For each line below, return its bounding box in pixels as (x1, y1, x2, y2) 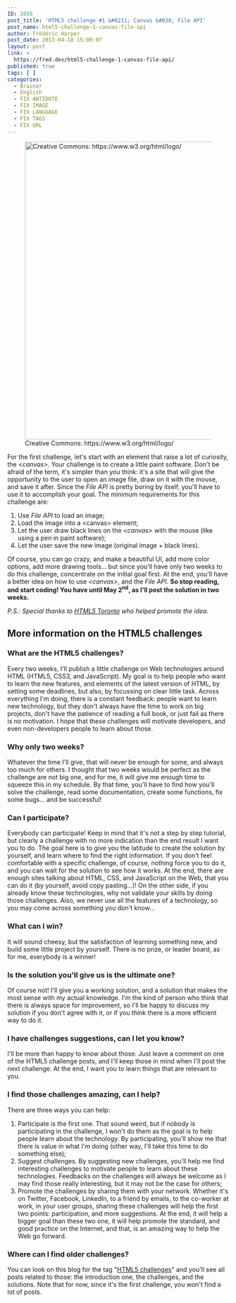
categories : (7, 75, 42, 83)
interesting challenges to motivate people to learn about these (17, 1164, 198, 1173)
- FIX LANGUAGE (13, 109, 58, 116)
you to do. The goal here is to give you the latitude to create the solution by (7, 844, 225, 853)
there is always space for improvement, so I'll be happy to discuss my (7, 1001, 210, 1010)
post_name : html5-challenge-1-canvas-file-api (7, 23, 147, 30)
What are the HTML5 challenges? (7, 648, 124, 658)
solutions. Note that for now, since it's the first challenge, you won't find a (7, 1280, 221, 1288)
